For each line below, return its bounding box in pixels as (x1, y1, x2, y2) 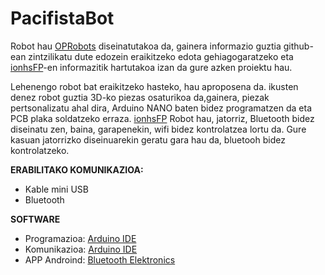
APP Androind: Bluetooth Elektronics (24, 253, 176, 266)
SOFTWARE (10, 213, 61, 225)
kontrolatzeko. (10, 144, 70, 156)
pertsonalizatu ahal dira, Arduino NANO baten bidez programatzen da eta (10, 102, 313, 114)
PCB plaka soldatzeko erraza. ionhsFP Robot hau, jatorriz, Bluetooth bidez (10, 112, 315, 124)
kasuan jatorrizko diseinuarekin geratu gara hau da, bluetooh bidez (10, 133, 286, 146)
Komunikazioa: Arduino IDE (24, 243, 138, 255)
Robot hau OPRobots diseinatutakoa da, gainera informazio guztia (10, 40, 282, 52)
